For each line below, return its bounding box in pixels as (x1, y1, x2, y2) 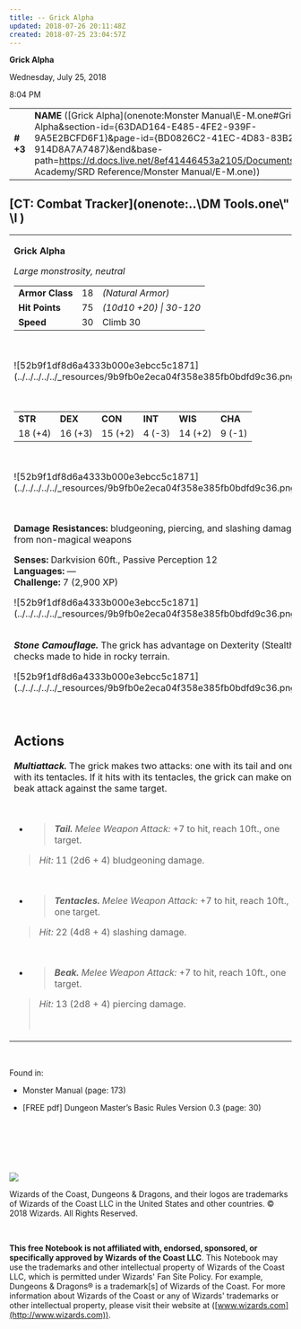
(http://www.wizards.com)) (9, 1309, 109, 1320)
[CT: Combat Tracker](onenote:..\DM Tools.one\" (9, 196, 289, 211)
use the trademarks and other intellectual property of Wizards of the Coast (9, 1262, 285, 1272)
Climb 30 (101, 316, 142, 329)
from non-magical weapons (13, 534, 133, 546)
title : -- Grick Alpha (9, 13, 94, 22)
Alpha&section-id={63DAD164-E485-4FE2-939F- (34, 120, 257, 133)
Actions (13, 731, 64, 749)
